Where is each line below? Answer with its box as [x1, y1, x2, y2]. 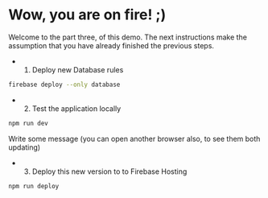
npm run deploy [8, 182, 60, 190]
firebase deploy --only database [8, 80, 121, 89]
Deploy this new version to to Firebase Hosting [31, 167, 188, 176]
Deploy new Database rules [31, 64, 124, 74]
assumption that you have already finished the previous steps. [8, 40, 215, 50]
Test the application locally [31, 103, 122, 113]
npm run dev [8, 119, 48, 127]
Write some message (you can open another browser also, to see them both [8, 134, 261, 143]
